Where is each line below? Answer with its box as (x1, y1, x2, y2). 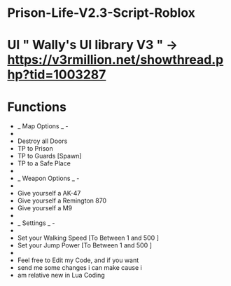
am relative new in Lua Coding (17, 271, 105, 280)
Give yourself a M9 (17, 204, 73, 212)
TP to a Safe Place (17, 159, 71, 168)
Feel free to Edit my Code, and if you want (17, 256, 139, 264)
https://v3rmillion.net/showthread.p (7, 52, 224, 68)
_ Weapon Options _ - (17, 174, 80, 183)
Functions (7, 99, 66, 115)
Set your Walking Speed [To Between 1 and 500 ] (17, 233, 160, 243)
